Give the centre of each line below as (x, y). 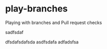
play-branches (36, 9)
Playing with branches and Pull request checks (54, 22)
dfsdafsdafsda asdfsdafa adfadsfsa (42, 42)
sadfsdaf (14, 32)
